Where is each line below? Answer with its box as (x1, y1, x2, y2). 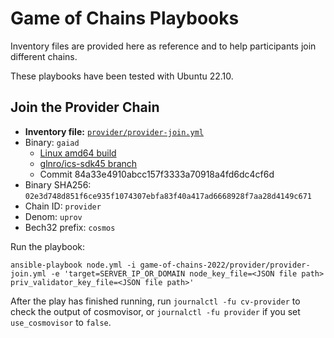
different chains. (10, 50, 78, 62)
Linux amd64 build (39, 147, 117, 159)
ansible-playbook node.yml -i (10, 260, 137, 270)
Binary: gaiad (24, 136, 80, 148)
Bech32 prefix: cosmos (24, 221, 116, 233)
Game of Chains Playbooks (10, 7, 240, 30)
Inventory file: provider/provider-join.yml (24, 125, 205, 137)
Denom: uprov (24, 210, 83, 222)
